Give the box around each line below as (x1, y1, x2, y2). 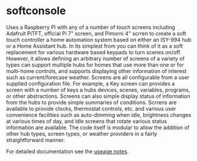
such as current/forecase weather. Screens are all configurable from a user (6, 74, 190, 81)
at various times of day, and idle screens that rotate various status (6, 117, 167, 124)
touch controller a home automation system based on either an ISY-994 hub (6, 36, 192, 43)
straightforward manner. (6, 136, 65, 143)
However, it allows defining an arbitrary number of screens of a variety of (6, 55, 185, 62)
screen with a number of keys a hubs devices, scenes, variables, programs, (6, 86, 190, 93)
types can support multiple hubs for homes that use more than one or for (6, 61, 185, 68)
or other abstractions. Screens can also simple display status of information (6, 93, 190, 100)
